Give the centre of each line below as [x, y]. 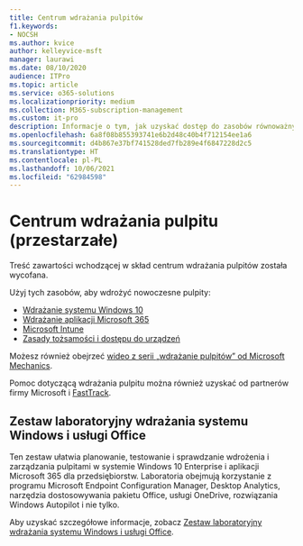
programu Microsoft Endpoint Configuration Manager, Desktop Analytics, [145, 486]
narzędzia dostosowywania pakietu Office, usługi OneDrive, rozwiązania [143, 495]
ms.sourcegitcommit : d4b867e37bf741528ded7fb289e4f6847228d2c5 [131, 143]
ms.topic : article [44, 85]
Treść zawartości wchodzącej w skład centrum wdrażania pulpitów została [148, 266]
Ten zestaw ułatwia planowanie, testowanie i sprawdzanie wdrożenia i [139, 457]
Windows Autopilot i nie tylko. [64, 505]
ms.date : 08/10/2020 [48, 68]
